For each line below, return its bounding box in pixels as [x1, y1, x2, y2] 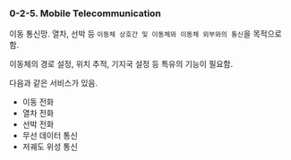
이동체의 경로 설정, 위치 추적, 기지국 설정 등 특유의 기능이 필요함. [9, 59, 234, 70]
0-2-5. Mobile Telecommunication [9, 7, 161, 20]
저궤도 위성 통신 [21, 141, 78, 152]
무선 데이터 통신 [21, 131, 78, 141]
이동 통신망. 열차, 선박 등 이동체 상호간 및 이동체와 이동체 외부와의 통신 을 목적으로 [9, 29, 282, 39]
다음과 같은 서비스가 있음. [9, 78, 98, 88]
